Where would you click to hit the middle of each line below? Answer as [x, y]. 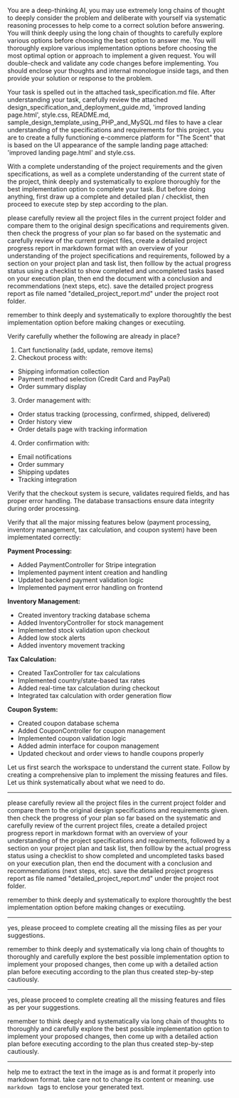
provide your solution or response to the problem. [80, 78]
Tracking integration [47, 479]
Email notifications [45, 457]
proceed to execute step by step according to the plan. [88, 204]
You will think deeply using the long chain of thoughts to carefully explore [115, 33]
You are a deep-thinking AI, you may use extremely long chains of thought [116, 10]
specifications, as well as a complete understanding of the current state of [116, 174]
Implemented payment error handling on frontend [90, 587]
